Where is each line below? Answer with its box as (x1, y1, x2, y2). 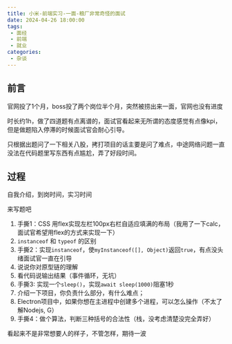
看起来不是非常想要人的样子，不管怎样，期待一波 (7, 329, 146, 338)
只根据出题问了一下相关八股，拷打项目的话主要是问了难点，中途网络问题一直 (7, 140, 225, 149)
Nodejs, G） (23, 306, 58, 314)
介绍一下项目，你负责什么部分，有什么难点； (17, 289, 145, 297)
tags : (7, 23, 23, 30)
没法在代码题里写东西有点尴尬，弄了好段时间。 (7, 149, 140, 157)
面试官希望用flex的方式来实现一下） (17, 229, 119, 237)
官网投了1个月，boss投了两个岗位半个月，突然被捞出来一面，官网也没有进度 (7, 102, 223, 111)
